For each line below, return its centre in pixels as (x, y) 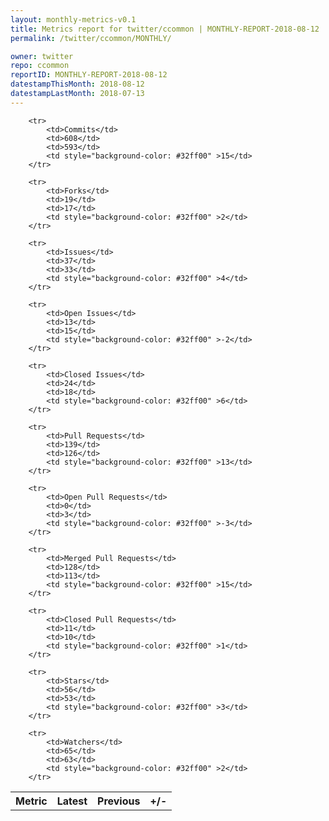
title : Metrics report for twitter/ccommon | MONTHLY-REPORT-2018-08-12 (165, 29)
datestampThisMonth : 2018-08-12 (77, 84)
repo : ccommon (40, 66)
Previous (119, 801)
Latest (72, 801)
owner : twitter (42, 56)
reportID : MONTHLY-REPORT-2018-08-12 (89, 75)
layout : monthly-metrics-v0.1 (73, 19)
